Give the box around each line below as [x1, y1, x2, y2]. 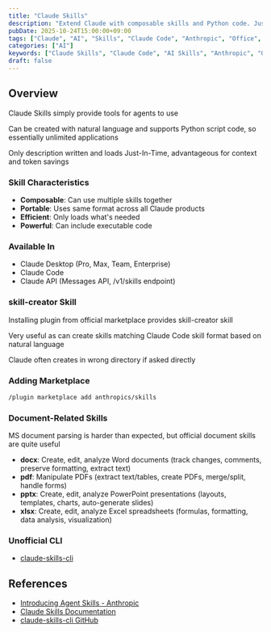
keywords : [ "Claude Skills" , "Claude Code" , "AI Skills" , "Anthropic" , [8, 49, 254, 57]
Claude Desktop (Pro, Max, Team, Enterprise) [19, 259, 171, 269]
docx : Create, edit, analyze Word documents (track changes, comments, [19, 455, 262, 465]
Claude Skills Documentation [19, 607, 117, 617]
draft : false [8, 57, 52, 65]
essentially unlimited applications [8, 132, 119, 142]
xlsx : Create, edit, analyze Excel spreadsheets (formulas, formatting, [19, 506, 248, 517]
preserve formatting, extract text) [19, 463, 131, 473]
